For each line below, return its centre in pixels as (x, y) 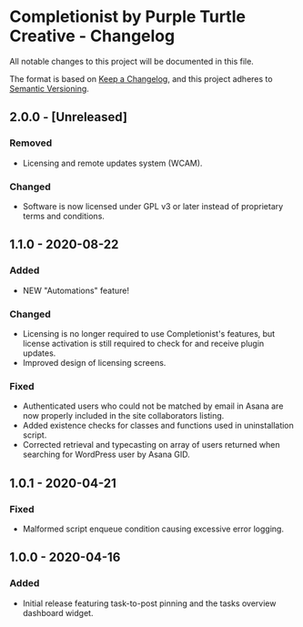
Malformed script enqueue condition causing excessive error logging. (153, 529)
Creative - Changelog (92, 36)
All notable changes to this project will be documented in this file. (132, 61)
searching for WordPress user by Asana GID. (106, 455)
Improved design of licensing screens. (94, 362)
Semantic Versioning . (49, 88)
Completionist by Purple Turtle (127, 17)
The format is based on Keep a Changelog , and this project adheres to (141, 78)
